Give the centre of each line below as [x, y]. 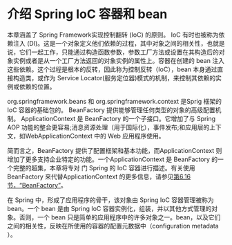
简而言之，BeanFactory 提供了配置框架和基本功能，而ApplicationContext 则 [115, 150]
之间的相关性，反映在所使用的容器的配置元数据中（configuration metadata [113, 226]
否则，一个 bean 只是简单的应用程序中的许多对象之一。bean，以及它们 [120, 217]
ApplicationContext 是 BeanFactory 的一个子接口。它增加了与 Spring [118, 118]
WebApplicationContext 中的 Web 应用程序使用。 [95, 136]
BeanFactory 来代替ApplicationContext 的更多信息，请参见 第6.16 [99, 176]
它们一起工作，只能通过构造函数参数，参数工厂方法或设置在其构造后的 [119, 52]
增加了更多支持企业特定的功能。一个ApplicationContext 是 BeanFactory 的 [113, 159]
